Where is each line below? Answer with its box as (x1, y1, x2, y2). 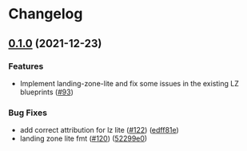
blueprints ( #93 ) (19, 87, 74, 97)
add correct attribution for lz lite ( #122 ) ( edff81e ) (19, 125, 180, 135)
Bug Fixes (8, 107, 48, 118)
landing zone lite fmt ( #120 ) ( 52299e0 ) (19, 133, 148, 144)
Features (8, 61, 44, 72)
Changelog (8, 5, 83, 23)
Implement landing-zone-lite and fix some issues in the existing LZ (19, 78, 240, 88)
